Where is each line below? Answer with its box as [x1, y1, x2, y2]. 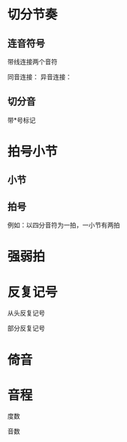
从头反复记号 [7, 308, 45, 318]
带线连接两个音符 [7, 58, 58, 66]
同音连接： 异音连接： [7, 73, 72, 81]
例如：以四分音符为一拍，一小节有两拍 [7, 221, 120, 229]
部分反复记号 [7, 324, 45, 333]
